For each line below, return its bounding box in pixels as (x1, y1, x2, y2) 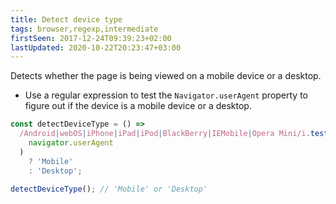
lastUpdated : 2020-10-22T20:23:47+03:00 (10, 42, 182, 53)
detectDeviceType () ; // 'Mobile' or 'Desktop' (10, 184, 208, 194)
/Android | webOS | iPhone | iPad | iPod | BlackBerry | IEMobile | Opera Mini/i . (19, 129, 311, 139)
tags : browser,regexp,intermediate (10, 24, 159, 34)
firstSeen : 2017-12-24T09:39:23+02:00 (10, 33, 172, 43)
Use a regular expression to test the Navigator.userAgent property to (24, 89, 309, 101)
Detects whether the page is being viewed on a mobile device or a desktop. (10, 70, 322, 82)
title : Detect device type (10, 14, 123, 25)
